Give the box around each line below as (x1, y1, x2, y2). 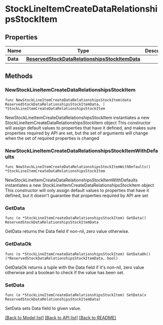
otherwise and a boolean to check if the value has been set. (5, 269, 125, 275)
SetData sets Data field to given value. (5, 305, 81, 311)
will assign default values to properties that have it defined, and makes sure (5, 125, 156, 130)
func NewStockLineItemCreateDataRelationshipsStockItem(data (5, 97, 131, 102)
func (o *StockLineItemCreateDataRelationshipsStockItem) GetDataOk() (5, 251, 151, 257)
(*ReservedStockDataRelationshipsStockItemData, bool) (5, 256, 118, 260)
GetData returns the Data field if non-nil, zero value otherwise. (5, 228, 130, 234)
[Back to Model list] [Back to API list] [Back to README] (5, 314, 116, 321)
